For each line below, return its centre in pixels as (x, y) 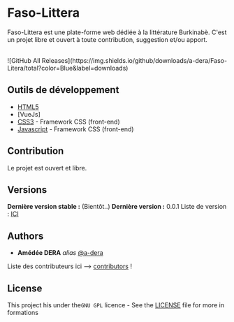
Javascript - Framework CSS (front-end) (75, 129)
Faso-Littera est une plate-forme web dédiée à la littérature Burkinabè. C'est (117, 32)
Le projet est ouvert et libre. (47, 168)
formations (23, 313)
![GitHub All (24, 60)
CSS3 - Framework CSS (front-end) (68, 122)
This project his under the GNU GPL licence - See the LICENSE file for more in (116, 305)
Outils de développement (63, 90)
